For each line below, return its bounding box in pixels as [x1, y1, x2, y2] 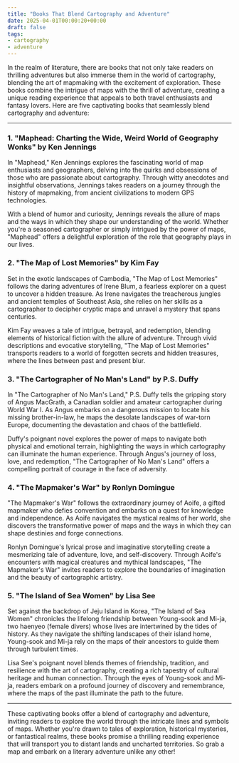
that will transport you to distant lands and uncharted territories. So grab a [7, 739, 225, 749]
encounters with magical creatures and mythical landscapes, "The [7, 558, 202, 567]
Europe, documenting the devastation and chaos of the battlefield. [7, 420, 202, 429]
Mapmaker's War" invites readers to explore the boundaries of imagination [7, 565, 226, 574]
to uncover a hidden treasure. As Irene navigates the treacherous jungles [7, 290, 221, 298]
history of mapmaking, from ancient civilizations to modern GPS [7, 188, 194, 197]
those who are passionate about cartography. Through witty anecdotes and [7, 173, 229, 182]
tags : [7, 30, 23, 38]
